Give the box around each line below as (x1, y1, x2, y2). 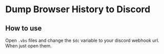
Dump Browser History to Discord (5, 4, 151, 15)
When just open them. (5, 43, 52, 49)
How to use (5, 24, 42, 33)
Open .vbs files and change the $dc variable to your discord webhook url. (5, 37, 159, 43)
